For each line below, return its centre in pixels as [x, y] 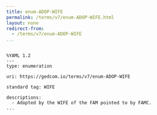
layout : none [23, 23]
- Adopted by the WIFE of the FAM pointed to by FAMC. [82, 103]
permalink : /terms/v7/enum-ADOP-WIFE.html [60, 17]
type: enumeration [29, 66]
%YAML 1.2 [19, 56]
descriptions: [24, 98]
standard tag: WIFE [31, 87]
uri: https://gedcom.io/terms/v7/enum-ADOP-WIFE [68, 77]
